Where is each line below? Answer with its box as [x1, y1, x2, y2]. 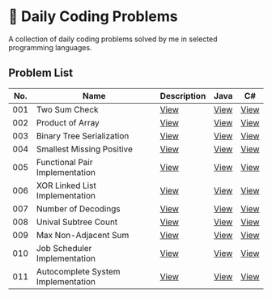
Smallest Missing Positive [36, 143, 134, 155]
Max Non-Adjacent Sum [36, 229, 130, 241]
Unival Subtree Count [36, 216, 118, 228]
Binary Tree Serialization [36, 130, 130, 141]
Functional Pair [36, 156, 93, 168]
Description [159, 90, 206, 101]
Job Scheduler [36, 242, 92, 253]
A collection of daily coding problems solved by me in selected [8, 34, 218, 44]
